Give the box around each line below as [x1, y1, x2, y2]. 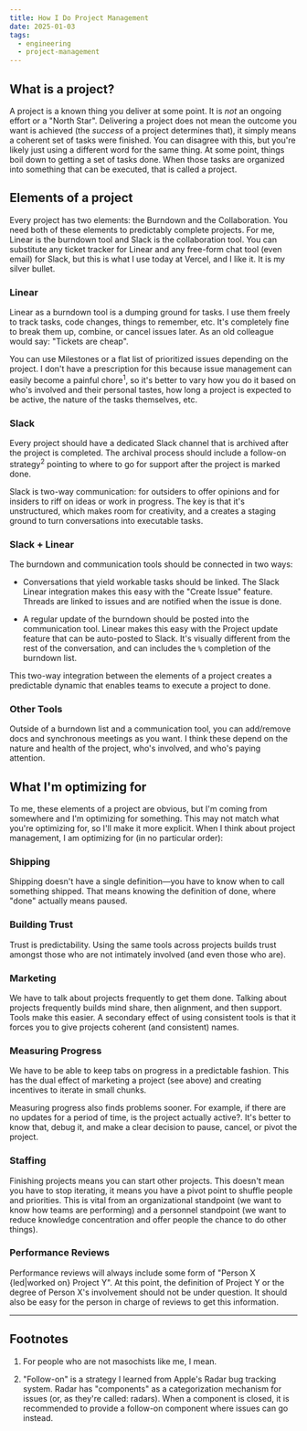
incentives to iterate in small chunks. [9, 1084, 147, 1095]
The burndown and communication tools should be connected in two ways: [9, 559, 293, 570]
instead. [22, 1412, 54, 1423]
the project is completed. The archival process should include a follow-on [9, 447, 287, 458]
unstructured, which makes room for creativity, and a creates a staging [9, 505, 276, 517]
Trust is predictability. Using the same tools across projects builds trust [9, 939, 277, 950]
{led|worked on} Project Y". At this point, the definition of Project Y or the [9, 1276, 285, 1287]
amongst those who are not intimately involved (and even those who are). [9, 948, 286, 960]
